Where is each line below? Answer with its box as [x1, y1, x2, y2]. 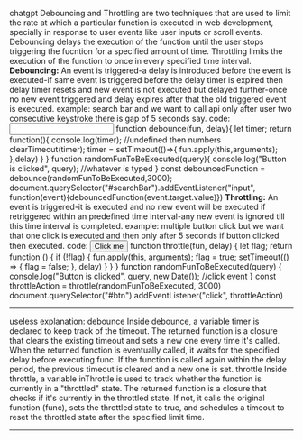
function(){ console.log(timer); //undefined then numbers [9, 134, 222, 145]
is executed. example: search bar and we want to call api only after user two [9, 104, 292, 114]
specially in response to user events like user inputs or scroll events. [9, 27, 263, 37]
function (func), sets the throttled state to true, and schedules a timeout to [9, 402, 285, 413]
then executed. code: [9, 241, 88, 251]
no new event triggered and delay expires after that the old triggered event [9, 94, 287, 105]
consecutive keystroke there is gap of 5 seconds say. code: [9, 113, 231, 124]
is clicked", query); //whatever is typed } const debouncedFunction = [9, 163, 266, 174]
